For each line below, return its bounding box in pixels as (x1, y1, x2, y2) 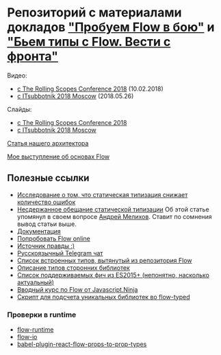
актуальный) (16, 278, 55, 286)
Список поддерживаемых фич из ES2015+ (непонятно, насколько (16, 271, 210, 279)
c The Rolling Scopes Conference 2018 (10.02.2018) (16, 84, 164, 93)
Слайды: (7, 105, 32, 113)
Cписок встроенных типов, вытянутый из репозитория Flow (16, 256, 193, 264)
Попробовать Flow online (16, 234, 90, 242)
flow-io (16, 333, 38, 341)
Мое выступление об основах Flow (7, 152, 110, 161)
